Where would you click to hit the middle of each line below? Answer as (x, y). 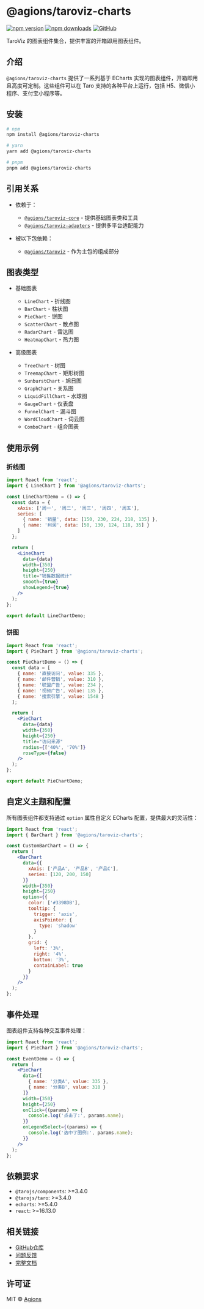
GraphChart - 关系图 (49, 388)
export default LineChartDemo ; (46, 616)
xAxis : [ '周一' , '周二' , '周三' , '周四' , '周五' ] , (78, 508)
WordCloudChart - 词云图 (54, 419)
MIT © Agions (24, 1299)
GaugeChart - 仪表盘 (49, 404)
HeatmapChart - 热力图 (52, 339)
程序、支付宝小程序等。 (36, 93)
